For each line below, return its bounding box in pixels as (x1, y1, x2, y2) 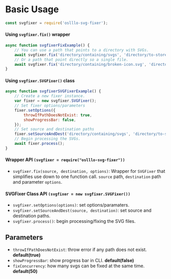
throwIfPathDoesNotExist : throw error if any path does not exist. (12, 246, 147, 253)
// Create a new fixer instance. (14, 93, 85, 99)
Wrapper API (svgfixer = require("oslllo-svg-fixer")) (5, 157, 125, 163)
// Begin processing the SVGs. (14, 136, 81, 141)
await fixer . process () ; (14, 141, 65, 146)
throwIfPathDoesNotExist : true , (23, 112, 93, 118)
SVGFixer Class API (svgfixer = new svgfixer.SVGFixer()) (5, 190, 131, 197)
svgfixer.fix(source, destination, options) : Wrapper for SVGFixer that (12, 168, 165, 174)
